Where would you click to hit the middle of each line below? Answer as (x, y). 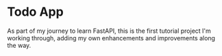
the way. (19, 45)
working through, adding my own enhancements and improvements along (111, 38)
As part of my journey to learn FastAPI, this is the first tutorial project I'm (109, 31)
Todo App (35, 12)
